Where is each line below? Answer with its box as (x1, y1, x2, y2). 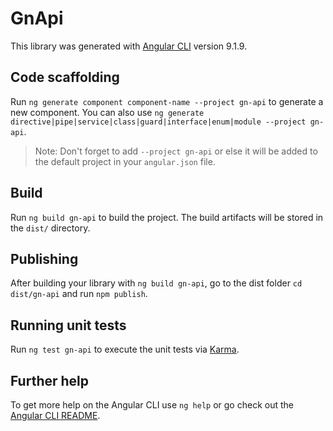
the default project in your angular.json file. (34, 155, 216, 167)
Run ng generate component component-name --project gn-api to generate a (10, 95, 324, 107)
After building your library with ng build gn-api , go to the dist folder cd (10, 277, 303, 289)
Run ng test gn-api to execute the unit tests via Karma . (10, 343, 240, 356)
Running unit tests (10, 317, 127, 334)
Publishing (10, 250, 79, 267)
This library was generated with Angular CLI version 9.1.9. (10, 40, 248, 52)
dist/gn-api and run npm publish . (10, 288, 148, 300)
